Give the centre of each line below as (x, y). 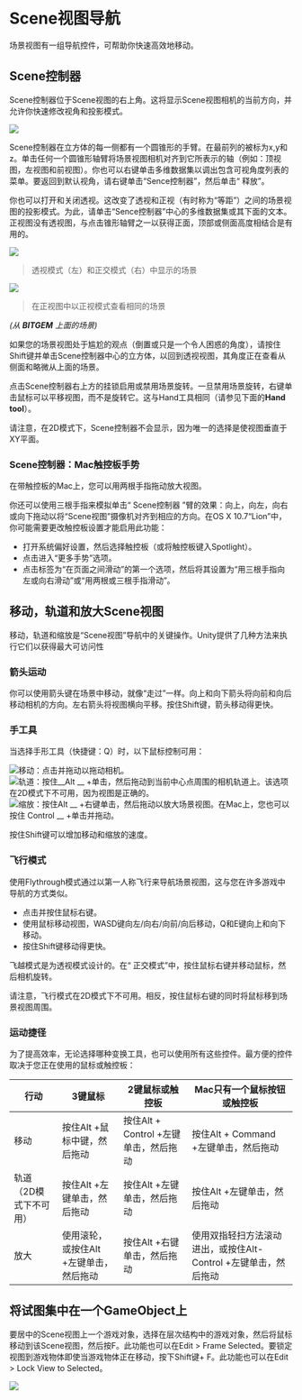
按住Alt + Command (234, 1134)
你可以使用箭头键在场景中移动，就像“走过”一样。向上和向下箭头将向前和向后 (151, 693)
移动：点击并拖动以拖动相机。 (73, 771)
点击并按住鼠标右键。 (62, 912)
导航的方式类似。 (41, 892)
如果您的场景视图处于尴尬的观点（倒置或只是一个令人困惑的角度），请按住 (145, 344)
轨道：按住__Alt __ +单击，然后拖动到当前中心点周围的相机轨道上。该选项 (154, 782)
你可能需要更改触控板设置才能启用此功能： (88, 527)
